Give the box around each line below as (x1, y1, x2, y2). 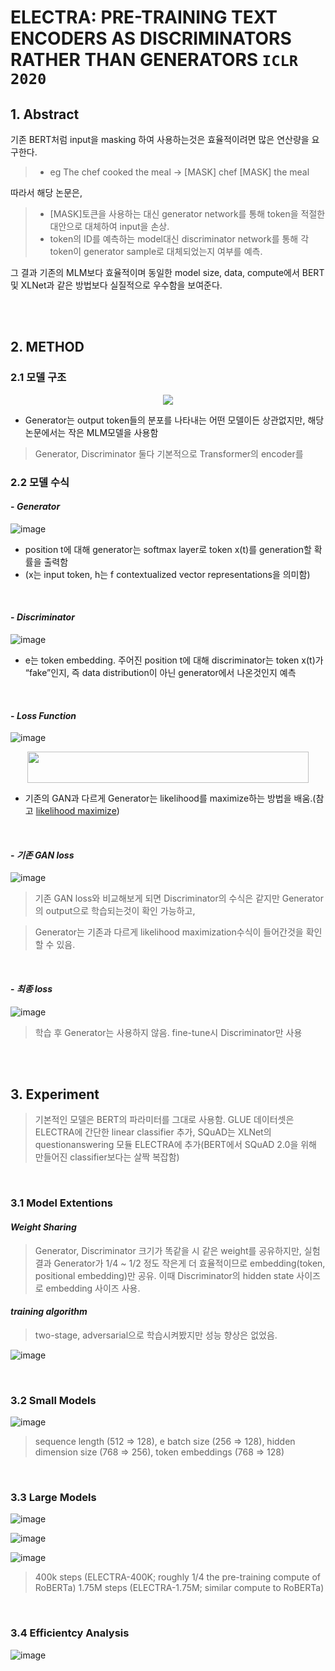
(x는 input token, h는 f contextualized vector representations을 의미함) (24, 568, 311, 580)
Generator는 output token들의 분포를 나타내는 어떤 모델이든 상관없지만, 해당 (24, 414, 325, 426)
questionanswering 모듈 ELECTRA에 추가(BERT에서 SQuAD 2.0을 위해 (34, 1139, 317, 1151)
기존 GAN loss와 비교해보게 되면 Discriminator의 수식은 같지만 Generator (34, 892, 325, 905)
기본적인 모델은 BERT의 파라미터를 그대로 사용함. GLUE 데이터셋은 (34, 1114, 295, 1126)
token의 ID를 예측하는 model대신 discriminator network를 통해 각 (49, 233, 310, 245)
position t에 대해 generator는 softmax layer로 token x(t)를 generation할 (24, 543, 312, 555)
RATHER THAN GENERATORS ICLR (10, 49, 299, 71)
